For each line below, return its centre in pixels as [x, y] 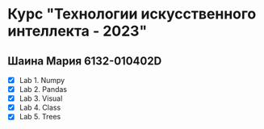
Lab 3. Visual [41, 98]
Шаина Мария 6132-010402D [85, 61]
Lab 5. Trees [40, 117]
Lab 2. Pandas [43, 89]
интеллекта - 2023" [78, 31]
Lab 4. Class [40, 108]
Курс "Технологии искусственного [132, 14]
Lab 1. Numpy [42, 80]
